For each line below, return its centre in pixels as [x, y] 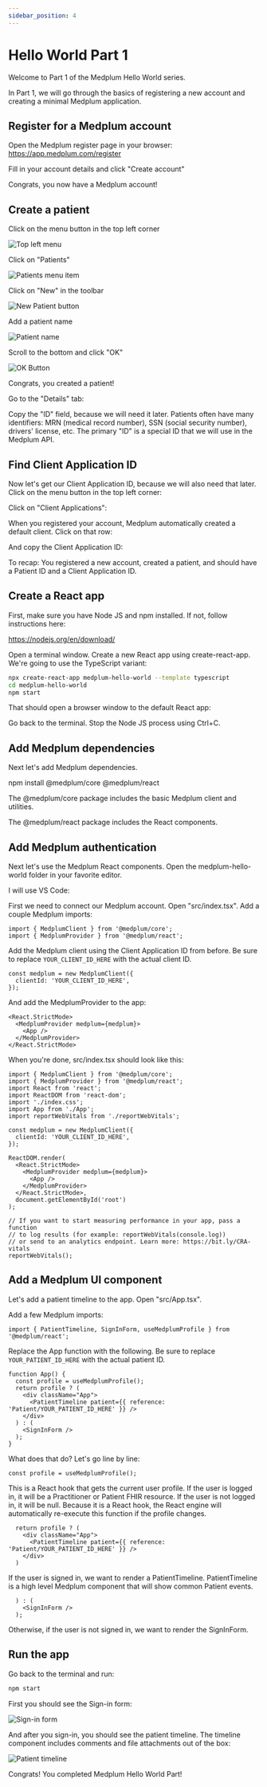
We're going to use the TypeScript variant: [78, 663]
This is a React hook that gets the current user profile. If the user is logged [130, 1488]
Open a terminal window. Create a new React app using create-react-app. [130, 654]
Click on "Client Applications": [58, 508]
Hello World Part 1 [69, 55]
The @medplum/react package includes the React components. [113, 823]
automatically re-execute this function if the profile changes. [108, 1513]
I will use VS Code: [39, 890]
